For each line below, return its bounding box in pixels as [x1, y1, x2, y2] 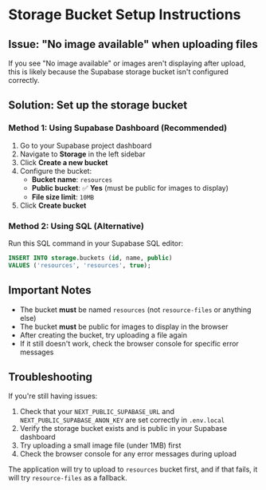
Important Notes [8, 283, 92, 297]
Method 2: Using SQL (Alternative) [8, 220, 145, 231]
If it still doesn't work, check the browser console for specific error [19, 338, 239, 348]
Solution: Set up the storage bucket [8, 98, 188, 113]
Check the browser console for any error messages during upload [19, 449, 237, 459]
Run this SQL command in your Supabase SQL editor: [8, 238, 183, 248]
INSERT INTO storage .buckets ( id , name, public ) [8, 254, 173, 262]
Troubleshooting [8, 369, 93, 384]
